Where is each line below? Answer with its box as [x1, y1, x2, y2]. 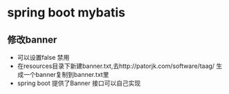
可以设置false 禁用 [17, 54, 70, 61]
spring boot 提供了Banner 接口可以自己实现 [17, 79, 141, 87]
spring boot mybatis [7, 5, 126, 21]
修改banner [7, 34, 57, 45]
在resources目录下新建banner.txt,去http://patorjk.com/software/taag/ [17, 62, 215, 70]
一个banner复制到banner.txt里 [23, 71, 109, 78]
